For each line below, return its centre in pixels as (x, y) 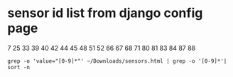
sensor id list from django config (105, 13)
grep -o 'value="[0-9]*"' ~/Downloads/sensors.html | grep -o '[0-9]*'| (117, 61)
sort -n (19, 67)
